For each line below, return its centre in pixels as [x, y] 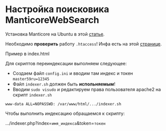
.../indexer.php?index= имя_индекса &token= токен [55, 123]
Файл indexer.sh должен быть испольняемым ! [64, 84]
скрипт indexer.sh [32, 95]
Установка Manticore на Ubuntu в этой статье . [55, 34]
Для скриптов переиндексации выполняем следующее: [66, 63]
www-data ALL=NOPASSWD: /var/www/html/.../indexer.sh [63, 104]
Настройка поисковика [57, 9]
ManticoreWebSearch [52, 20]
